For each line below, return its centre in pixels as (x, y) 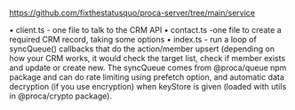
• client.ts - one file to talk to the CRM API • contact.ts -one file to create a (145, 30)
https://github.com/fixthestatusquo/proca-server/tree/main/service (132, 13)
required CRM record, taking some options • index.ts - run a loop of (133, 39)
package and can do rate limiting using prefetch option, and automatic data (147, 77)
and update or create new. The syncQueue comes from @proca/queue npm (148, 67)
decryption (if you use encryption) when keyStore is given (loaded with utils (148, 86)
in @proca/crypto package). (61, 96)
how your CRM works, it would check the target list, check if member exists (147, 58)
